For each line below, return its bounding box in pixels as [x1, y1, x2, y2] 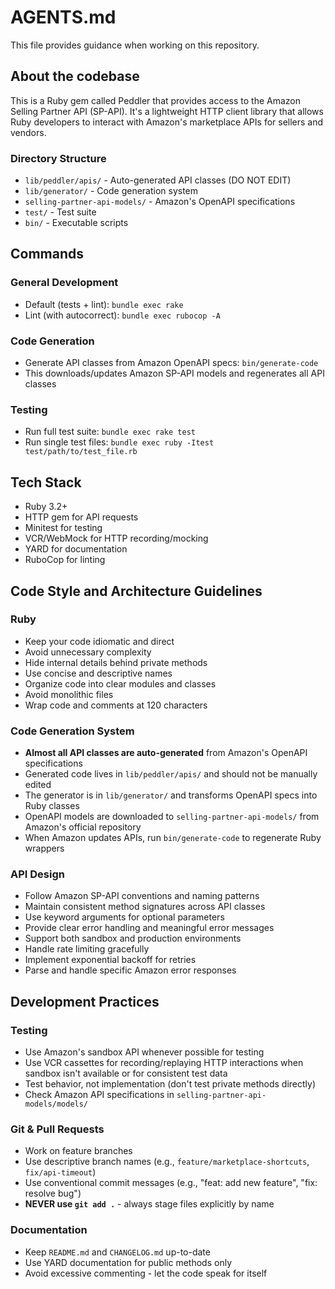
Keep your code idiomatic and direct [24, 635, 175, 647]
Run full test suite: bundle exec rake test [24, 426, 196, 438]
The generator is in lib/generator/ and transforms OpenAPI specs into [24, 789, 318, 801]
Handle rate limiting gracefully [24, 943, 150, 955]
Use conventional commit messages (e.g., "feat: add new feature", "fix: [24, 1177, 318, 1189]
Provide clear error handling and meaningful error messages [24, 922, 275, 934]
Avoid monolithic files [24, 688, 114, 700]
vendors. [10, 126, 47, 138]
